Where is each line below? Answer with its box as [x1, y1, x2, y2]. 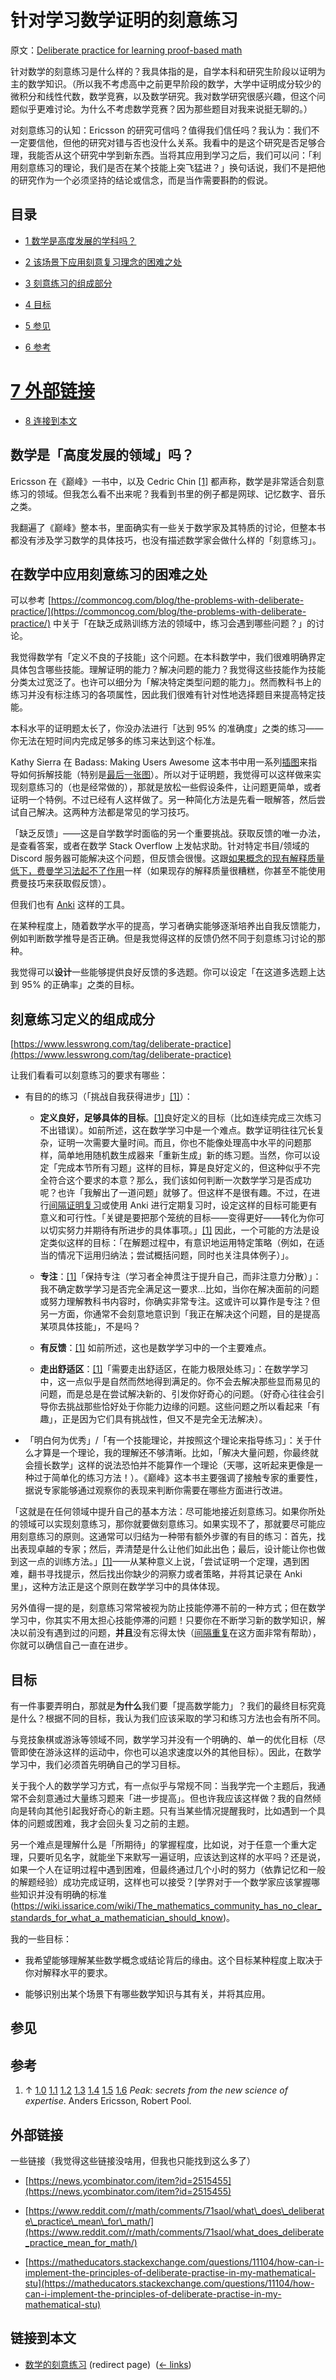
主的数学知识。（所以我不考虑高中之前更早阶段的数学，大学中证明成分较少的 [10, 77, 322, 90]
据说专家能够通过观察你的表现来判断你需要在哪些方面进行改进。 [24, 1484, 288, 1496]
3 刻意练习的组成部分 [24, 277, 113, 289]
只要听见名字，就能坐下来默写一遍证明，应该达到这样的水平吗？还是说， [27, 1851, 326, 1863]
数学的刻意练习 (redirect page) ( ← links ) [24, 2358, 192, 2370]
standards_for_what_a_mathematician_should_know [10, 1911, 223, 1923]
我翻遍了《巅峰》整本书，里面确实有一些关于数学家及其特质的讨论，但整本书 [10, 521, 326, 533]
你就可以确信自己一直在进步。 [10, 1639, 133, 1651]
